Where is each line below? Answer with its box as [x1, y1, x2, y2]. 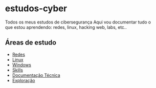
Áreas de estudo [5, 39, 57, 47]
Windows [12, 62, 31, 67]
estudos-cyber [5, 3, 67, 14]
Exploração [12, 77, 35, 83]
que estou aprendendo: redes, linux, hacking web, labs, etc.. [5, 24, 127, 30]
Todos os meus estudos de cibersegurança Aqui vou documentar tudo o [5, 19, 151, 25]
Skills [12, 67, 23, 73]
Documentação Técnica [12, 72, 60, 78]
